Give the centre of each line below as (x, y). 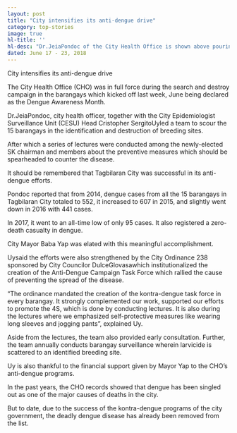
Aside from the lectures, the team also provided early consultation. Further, (116, 337)
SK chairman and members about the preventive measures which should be (117, 152)
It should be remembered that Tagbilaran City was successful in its (104, 173)
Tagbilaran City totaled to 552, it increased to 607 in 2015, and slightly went (117, 201)
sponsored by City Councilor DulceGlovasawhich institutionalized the (108, 264)
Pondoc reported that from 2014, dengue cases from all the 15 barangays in (117, 194)
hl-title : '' (26, 40)
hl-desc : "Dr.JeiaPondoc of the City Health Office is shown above (109, 47)
